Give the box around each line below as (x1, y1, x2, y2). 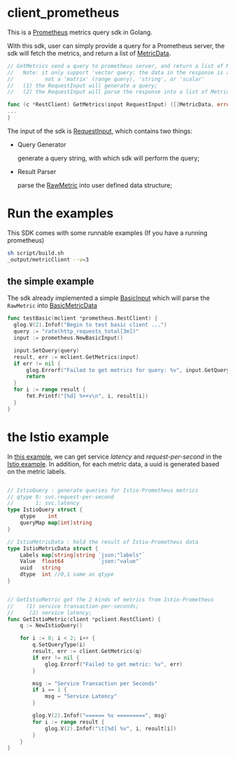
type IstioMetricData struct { (7, 545, 99, 552)
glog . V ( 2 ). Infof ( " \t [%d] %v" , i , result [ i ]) (44, 725, 177, 732)
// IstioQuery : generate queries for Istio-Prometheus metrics (7, 487, 199, 494)
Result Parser (17, 167, 57, 176)
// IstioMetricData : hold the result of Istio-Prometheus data (7, 538, 199, 545)
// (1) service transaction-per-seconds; (7, 603, 139, 610)
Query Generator (17, 140, 66, 148)
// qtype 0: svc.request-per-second (7, 493, 114, 501)
